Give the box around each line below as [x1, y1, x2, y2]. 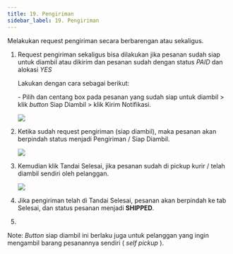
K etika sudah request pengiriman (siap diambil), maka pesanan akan [17, 127, 217, 135]
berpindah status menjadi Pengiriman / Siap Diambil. [17, 134, 170, 143]
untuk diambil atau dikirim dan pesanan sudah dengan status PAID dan [17, 57, 223, 66]
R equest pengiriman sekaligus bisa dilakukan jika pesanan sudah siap [17, 50, 221, 59]
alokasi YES [17, 65, 52, 74]
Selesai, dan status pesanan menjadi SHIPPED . [17, 203, 155, 212]
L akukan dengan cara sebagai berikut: [17, 79, 130, 87]
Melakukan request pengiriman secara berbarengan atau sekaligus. [7, 36, 204, 45]
